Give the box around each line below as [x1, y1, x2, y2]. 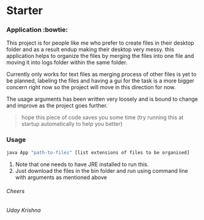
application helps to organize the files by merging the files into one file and [6, 53, 194, 60]
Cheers [6, 188, 25, 195]
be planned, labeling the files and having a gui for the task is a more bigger [6, 77, 195, 84]
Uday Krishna [6, 206, 41, 214]
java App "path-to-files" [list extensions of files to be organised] [6, 149, 190, 156]
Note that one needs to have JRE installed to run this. [15, 160, 149, 168]
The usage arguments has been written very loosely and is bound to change [6, 95, 199, 103]
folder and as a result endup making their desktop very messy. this [6, 46, 174, 53]
